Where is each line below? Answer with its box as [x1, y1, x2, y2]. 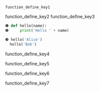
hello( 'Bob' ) [9, 42, 37, 47]
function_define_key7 [5, 80, 49, 86]
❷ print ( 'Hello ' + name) [5, 28, 69, 33]
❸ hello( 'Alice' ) [5, 37, 42, 42]
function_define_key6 [5, 70, 50, 76]
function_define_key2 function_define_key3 [5, 14, 95, 20]
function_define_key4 [5, 51, 50, 57]
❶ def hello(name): [5, 23, 47, 28]
